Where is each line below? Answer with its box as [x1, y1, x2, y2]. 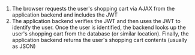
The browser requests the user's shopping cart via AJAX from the [11, 5, 175, 12]
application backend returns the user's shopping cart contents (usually [11, 37, 188, 43]
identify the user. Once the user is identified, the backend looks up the [11, 24, 186, 31]
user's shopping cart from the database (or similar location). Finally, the [11, 30, 189, 37]
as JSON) [11, 43, 36, 50]
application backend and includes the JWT [11, 11, 118, 18]
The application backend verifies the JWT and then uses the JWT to [11, 18, 181, 24]
